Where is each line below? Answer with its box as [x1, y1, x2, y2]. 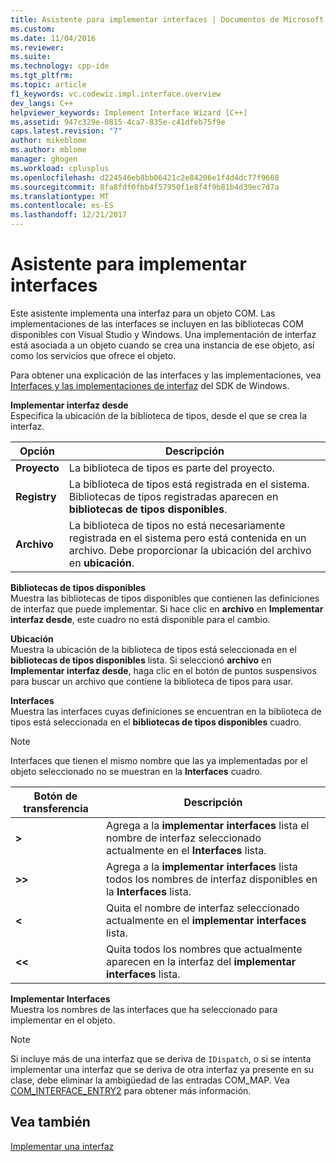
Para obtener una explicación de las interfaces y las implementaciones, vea [10, 369, 322, 381]
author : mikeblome [10, 136, 87, 146]
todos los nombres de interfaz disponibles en [105, 872, 318, 886]
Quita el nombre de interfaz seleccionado [105, 901, 300, 915]
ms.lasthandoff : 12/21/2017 [10, 210, 128, 220]
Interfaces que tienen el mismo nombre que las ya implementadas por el [10, 754, 308, 766]
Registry [15, 489, 57, 503]
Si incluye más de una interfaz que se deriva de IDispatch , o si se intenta [10, 1052, 312, 1065]
